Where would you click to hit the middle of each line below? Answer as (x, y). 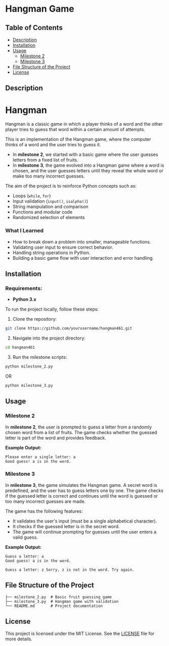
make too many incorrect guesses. (49, 176)
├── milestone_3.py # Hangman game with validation (62, 601)
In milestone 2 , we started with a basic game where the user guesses (85, 155)
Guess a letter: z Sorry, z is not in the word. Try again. (70, 570)
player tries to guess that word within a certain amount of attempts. (75, 130)
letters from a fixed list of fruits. (45, 160)
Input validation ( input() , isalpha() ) (50, 201)
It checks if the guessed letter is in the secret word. (66, 526)
